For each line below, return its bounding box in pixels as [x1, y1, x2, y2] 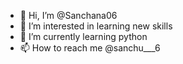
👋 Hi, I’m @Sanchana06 [19, 10, 118, 21]
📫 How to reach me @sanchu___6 [19, 42, 161, 54]
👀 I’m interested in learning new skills [19, 20, 173, 32]
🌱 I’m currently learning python [19, 31, 148, 42]
